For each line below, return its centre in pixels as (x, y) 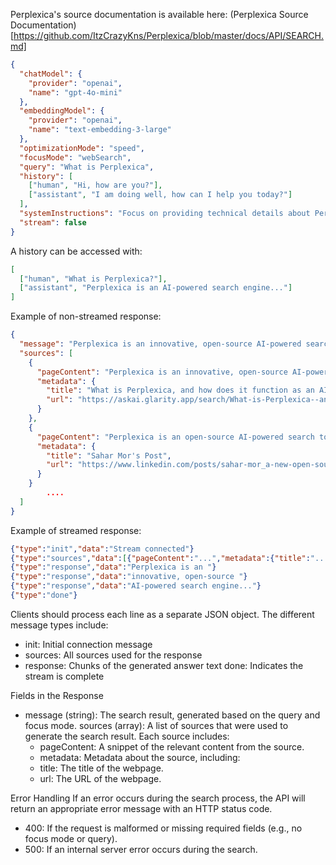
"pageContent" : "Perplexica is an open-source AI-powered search (175, 437)
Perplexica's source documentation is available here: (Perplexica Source (159, 14)
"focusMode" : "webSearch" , (75, 157)
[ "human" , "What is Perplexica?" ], (93, 279)
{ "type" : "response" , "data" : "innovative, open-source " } (129, 577)
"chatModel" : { (51, 74)
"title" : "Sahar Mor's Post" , (109, 455)
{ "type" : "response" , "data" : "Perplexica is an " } (113, 567)
